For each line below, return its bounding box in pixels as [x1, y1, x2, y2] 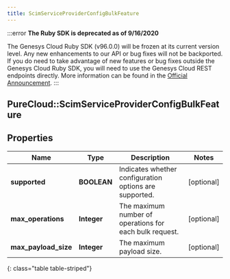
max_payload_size [10, 242, 73, 252]
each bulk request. [118, 227, 179, 236]
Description [131, 152, 170, 162]
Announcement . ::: [7, 78, 60, 86]
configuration [118, 173, 163, 182]
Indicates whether [118, 164, 177, 173]
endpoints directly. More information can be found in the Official [7, 71, 188, 80]
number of [118, 210, 153, 219]
